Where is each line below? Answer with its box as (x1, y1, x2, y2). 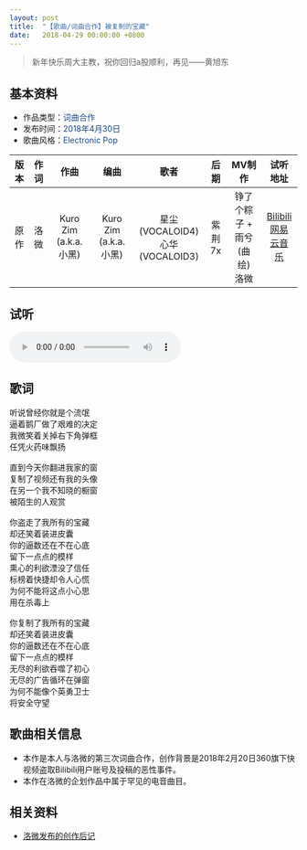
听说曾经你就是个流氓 (9, 408, 90, 418)
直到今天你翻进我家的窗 (9, 462, 98, 473)
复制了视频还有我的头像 (9, 473, 98, 484)
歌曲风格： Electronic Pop (22, 134, 119, 146)
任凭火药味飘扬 (9, 441, 66, 452)
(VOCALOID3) (138, 250, 199, 263)
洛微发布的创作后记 (22, 831, 96, 842)
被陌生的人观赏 (9, 496, 66, 507)
